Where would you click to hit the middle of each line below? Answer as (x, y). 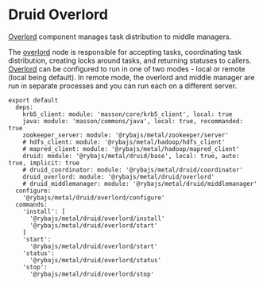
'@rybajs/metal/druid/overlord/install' (97, 218)
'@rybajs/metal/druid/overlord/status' (95, 260)
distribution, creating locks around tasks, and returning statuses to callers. (130, 60)
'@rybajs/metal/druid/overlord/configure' (94, 197)
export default (33, 100)
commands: (31, 204)
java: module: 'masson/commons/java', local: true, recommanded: (133, 121)
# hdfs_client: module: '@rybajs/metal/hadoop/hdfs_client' (124, 142)
